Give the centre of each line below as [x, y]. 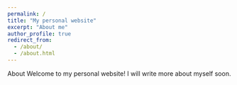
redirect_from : [30, 40]
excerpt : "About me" [38, 27]
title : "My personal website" [52, 21]
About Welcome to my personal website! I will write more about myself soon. [119, 73]
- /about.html [34, 54]
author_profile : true [39, 34]
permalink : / [27, 14]
